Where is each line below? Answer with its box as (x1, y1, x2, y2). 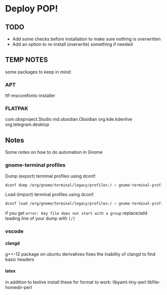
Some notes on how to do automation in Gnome (5, 149, 103, 155)
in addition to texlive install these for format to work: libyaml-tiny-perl (5, 279, 147, 285)
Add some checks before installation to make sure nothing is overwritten (12, 36, 161, 42)
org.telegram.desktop (5, 121, 50, 127)
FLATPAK (5, 105, 28, 112)
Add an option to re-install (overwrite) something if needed (12, 41, 133, 47)
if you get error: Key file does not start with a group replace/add (5, 210, 148, 216)
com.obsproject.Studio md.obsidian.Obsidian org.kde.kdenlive (5, 116, 133, 122)
